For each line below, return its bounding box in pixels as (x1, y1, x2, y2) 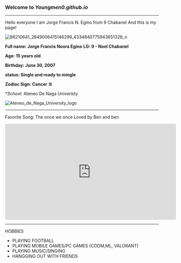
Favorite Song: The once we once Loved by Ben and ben (5, 114, 119, 120)
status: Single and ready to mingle (5, 72, 76, 78)
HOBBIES (5, 228, 24, 234)
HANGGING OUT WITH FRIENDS (12, 253, 78, 259)
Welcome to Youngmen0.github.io (5, 4, 88, 11)
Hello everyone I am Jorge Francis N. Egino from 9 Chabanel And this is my (5, 19, 157, 25)
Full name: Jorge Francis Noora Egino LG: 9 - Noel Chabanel (5, 43, 129, 50)
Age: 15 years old (5, 53, 41, 59)
